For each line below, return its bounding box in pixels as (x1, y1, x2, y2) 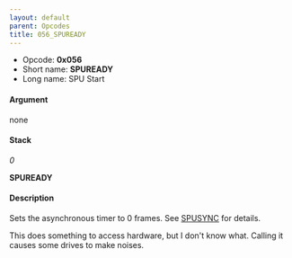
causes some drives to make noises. (9, 239, 145, 250)
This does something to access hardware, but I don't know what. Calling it (9, 230, 284, 241)
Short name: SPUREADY (22, 64, 114, 75)
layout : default (9, 13, 70, 22)
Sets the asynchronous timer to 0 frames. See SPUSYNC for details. (9, 212, 261, 223)
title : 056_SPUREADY (9, 30, 87, 39)
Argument (9, 93, 49, 104)
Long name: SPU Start (22, 74, 105, 85)
